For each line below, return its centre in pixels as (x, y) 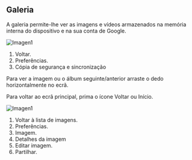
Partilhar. (26, 152)
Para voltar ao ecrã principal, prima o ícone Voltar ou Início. (80, 96)
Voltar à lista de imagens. (46, 120)
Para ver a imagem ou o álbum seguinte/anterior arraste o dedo (85, 78)
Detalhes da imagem (40, 139)
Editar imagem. (34, 145)
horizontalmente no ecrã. (37, 85)
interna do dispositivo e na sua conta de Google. (66, 31)
